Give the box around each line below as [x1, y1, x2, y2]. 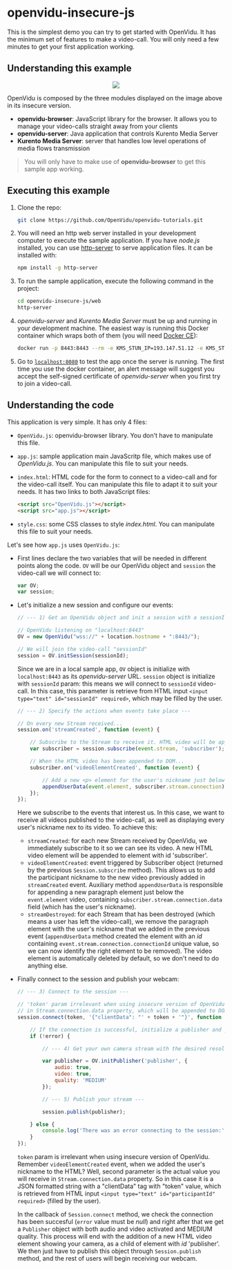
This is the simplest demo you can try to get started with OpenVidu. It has [7, 28, 216, 36]
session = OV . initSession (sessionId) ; [17, 652, 129, 659]
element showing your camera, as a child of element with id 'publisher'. [17, 1240, 220, 1248]
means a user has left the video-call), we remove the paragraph [27, 917, 209, 926]
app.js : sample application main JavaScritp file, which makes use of [17, 452, 212, 460]
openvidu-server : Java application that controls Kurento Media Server [17, 129, 218, 138]
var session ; [17, 588, 55, 596]
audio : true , [54, 1064, 92, 1071]
